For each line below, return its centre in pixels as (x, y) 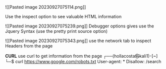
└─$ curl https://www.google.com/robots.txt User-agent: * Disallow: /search (83, 61)
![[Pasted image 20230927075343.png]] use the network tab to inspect (78, 41)
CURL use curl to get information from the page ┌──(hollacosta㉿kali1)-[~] (82, 56)
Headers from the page (29, 46)
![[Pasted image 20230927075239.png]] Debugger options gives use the (80, 26)
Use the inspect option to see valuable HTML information (63, 16)
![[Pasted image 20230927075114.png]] (46, 7)
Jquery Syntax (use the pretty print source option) (56, 31)
